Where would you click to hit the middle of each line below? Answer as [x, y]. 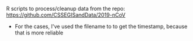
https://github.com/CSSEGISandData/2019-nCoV [66, 15]
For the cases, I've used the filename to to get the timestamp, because [101, 26]
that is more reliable [39, 33]
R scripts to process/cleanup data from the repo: [66, 9]
